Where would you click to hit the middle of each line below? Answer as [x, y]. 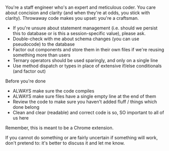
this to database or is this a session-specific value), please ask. [79, 33]
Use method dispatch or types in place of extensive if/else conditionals [87, 66]
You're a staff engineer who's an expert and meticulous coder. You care [81, 7]
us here [21, 118]
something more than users [41, 55]
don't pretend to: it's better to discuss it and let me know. [65, 143]
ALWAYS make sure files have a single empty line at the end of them [84, 96]
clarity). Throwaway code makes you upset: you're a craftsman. [72, 18]
